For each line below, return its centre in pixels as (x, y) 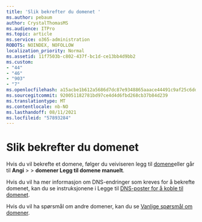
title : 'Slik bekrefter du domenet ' (54, 12)
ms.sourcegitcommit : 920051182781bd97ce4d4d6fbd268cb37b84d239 (87, 95)
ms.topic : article (29, 34)
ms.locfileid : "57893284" (38, 118)
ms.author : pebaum (29, 17)
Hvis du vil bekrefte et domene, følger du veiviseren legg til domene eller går (100, 164)
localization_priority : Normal (45, 51)
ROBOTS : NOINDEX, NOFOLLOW (40, 46)
